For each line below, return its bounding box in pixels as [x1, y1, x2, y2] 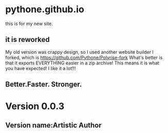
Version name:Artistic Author [5, 121, 102, 129]
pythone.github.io [5, 4, 85, 15]
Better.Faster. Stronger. [5, 80, 82, 89]
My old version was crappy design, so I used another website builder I [5, 49, 154, 55]
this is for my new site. [5, 20, 53, 27]
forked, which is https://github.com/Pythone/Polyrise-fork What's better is [5, 54, 163, 60]
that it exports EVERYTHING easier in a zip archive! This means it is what [5, 60, 159, 66]
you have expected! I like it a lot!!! [5, 65, 76, 71]
